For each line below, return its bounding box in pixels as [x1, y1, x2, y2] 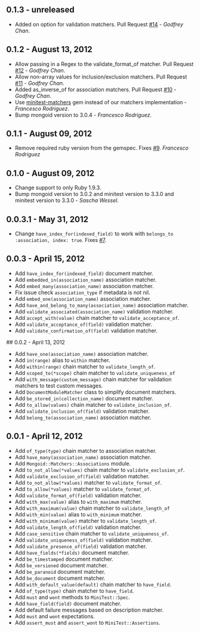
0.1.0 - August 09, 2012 [6, 168, 94, 179]
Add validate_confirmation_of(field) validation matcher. [14, 326, 158, 334]
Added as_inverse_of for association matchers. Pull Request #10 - [14, 86, 177, 93]
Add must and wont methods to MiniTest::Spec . [14, 593, 130, 601]
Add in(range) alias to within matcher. [14, 356, 110, 364]
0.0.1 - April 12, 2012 [6, 431, 83, 442]
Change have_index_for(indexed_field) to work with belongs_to [14, 230, 174, 237]
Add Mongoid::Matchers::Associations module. [14, 459, 131, 467]
